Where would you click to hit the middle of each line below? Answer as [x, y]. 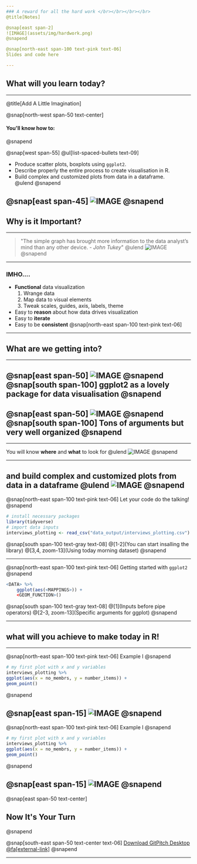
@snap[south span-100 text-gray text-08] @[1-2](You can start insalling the [98, 544]
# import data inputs [33, 527]
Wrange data [39, 293]
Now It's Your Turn [41, 817]
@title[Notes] [23, 17]
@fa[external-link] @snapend [42, 849]
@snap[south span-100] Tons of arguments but [95, 423]
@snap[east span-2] [30, 28]
